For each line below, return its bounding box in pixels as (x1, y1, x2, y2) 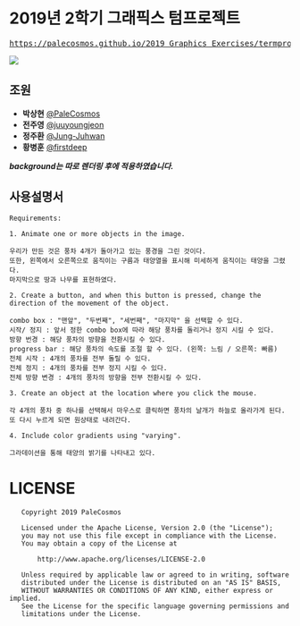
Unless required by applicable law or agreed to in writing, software (21, 570, 290, 579)
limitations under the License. (21, 609, 142, 618)
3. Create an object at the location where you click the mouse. (9, 388, 257, 398)
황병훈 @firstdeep (21, 141, 87, 152)
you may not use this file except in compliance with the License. (21, 531, 278, 540)
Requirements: (9, 214, 62, 223)
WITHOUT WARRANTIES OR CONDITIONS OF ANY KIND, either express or (21, 586, 274, 595)
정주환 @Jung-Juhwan (21, 131, 105, 141)
